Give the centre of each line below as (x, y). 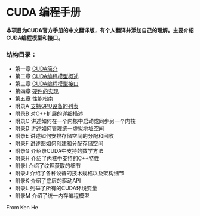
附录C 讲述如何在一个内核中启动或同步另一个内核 (75, 121)
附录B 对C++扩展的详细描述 (49, 113)
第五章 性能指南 (34, 98)
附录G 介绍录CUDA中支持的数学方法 (59, 151)
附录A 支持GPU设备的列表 (47, 106)
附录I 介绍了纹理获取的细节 (48, 166)
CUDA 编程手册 (44, 12)
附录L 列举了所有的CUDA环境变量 (56, 188)
